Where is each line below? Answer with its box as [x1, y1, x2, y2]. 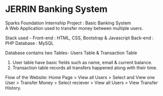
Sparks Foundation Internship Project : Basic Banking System [5, 20, 131, 26]
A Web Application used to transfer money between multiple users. [5, 25, 143, 31]
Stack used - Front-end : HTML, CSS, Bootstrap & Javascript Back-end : [5, 35, 154, 41]
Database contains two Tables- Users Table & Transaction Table [5, 50, 137, 56]
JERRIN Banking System [5, 3, 107, 15]
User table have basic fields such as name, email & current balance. [12, 59, 152, 65]
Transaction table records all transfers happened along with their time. [12, 65, 157, 71]
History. [5, 85, 21, 91]
